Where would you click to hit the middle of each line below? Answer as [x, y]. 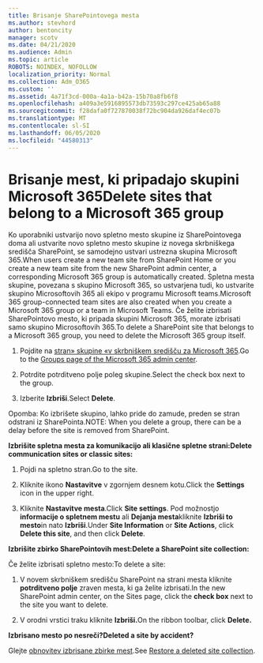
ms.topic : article [38, 60]
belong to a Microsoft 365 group [116, 213]
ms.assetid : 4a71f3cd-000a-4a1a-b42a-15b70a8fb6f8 [93, 96]
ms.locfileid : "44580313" [51, 140]
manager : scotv [33, 38]
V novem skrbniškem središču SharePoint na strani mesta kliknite [126, 580]
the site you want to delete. [64, 605]
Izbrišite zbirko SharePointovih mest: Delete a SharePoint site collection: [129, 549]
